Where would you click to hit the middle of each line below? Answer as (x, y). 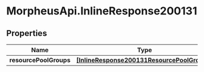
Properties (27, 33)
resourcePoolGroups (40, 60)
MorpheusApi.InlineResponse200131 (102, 11)
